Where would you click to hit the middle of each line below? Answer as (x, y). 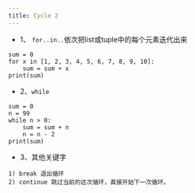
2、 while (35, 91)
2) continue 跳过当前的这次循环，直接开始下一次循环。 (89, 182)
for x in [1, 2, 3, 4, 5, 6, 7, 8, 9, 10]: (82, 61)
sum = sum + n (46, 127)
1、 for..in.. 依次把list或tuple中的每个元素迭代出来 (103, 39)
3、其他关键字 (43, 157)
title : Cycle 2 (33, 16)
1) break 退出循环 (36, 173)
